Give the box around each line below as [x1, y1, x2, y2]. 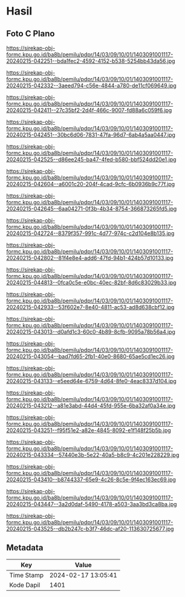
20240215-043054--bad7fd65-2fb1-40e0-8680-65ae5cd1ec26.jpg [6, 353, 175, 360]
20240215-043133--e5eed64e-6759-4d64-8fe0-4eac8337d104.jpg [6, 378, 177, 384]
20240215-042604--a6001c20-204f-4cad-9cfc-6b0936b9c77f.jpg [6, 181, 175, 187]
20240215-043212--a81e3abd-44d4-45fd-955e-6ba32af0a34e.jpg [6, 402, 175, 409]
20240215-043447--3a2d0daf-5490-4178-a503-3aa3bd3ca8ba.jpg [6, 501, 177, 507]
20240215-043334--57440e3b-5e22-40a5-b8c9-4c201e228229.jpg [6, 452, 180, 458]
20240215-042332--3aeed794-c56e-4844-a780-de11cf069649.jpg [6, 82, 177, 89]
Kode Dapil [9, 581, 41, 589]
